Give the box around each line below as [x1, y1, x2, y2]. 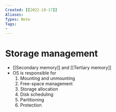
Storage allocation [20, 86, 58, 92]
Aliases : [5, 12, 24, 17]
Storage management [5, 48, 98, 60]
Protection [20, 102, 42, 108]
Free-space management [20, 81, 73, 87]
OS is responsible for [12, 70, 56, 76]
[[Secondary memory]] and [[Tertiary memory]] [12, 65, 112, 71]
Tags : [5, 21, 17, 27]
